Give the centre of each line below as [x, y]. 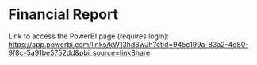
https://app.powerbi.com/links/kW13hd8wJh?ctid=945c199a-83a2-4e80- [128, 44]
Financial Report [63, 14]
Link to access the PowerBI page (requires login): [88, 36]
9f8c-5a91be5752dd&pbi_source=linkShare [79, 52]
